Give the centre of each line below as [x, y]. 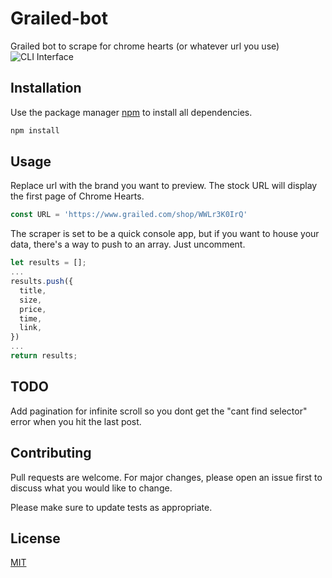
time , [31, 318]
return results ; [44, 356]
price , [33, 309]
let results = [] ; [48, 263]
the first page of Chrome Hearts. [77, 196]
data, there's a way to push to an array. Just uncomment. [128, 244]
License [35, 538]
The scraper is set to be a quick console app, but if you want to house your [165, 234]
